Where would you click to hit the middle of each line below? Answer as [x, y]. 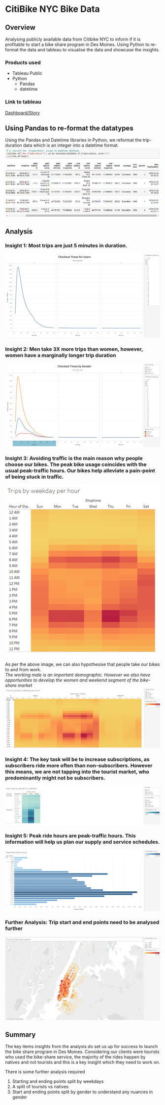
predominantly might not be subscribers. [55, 778]
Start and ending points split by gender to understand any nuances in [82, 1092]
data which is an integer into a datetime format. [71, 145]
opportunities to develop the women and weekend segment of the [72, 680]
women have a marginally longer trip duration [61, 355]
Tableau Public [27, 73]
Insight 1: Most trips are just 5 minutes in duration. [66, 246]
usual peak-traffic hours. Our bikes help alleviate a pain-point [80, 470]
